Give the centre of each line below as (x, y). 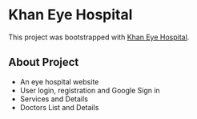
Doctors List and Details (59, 107)
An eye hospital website (59, 81)
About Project (44, 62)
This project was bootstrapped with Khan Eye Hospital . (99, 37)
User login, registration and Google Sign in (90, 90)
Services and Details (54, 99)
